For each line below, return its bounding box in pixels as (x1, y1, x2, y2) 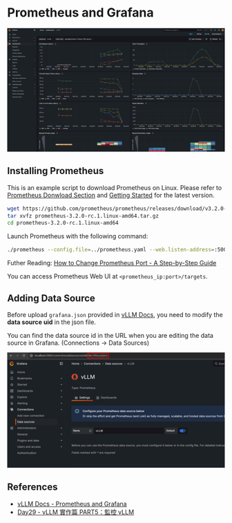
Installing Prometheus (7, 165, 104, 177)
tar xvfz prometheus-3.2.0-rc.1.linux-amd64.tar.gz (7, 212, 159, 219)
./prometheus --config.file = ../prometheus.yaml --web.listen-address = (7, 247, 215, 254)
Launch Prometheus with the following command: (7, 232, 148, 240)
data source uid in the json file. (7, 318, 97, 326)
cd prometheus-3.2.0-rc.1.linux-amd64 (7, 220, 119, 227)
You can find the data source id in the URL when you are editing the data (7, 332, 214, 340)
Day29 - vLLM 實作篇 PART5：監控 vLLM (17, 508, 135, 516)
